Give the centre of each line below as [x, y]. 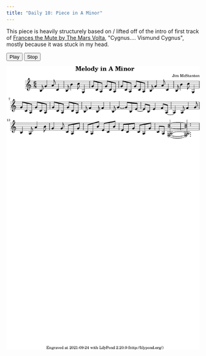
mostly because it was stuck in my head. [58, 44]
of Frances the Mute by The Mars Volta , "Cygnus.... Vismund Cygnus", [95, 37]
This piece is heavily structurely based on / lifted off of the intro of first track [103, 31]
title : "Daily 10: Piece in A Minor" [55, 13]
